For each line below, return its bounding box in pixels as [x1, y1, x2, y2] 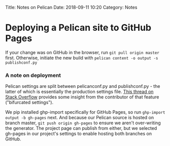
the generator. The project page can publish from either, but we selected [5, 125, 157, 131]
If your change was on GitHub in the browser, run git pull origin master [5, 49, 160, 55]
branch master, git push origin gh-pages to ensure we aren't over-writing [5, 120, 161, 126]
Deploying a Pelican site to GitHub [5, 22, 151, 33]
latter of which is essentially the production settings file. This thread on [5, 88, 154, 95]
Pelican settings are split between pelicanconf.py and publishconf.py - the [5, 83, 160, 89]
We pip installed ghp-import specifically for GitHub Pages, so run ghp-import [5, 109, 165, 115]
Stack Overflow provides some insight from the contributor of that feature [5, 94, 159, 100]
